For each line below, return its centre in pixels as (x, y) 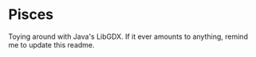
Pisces (31, 15)
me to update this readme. (51, 44)
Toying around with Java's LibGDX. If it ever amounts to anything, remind (128, 36)
